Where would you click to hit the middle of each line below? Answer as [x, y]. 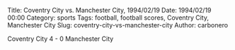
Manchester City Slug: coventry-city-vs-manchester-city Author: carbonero [118, 25]
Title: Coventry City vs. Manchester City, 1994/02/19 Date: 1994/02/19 [109, 10]
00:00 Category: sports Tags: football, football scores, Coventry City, [108, 18]
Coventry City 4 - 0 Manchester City [61, 39]
